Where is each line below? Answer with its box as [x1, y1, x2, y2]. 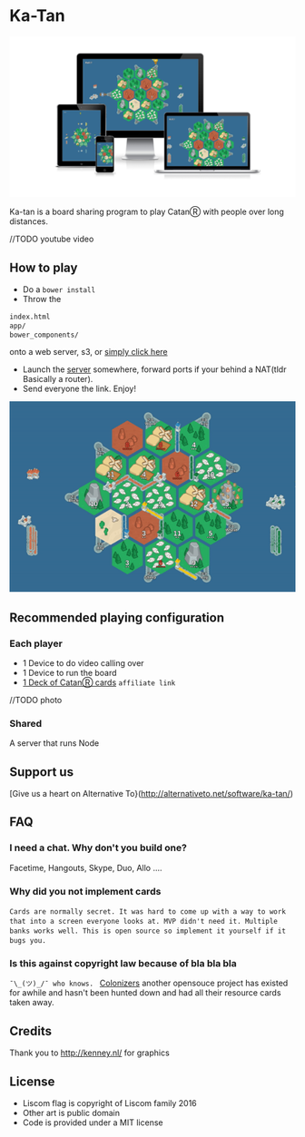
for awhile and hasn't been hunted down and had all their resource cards [9, 987, 281, 998]
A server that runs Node [9, 738, 100, 749]
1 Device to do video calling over [22, 657, 144, 668]
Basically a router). [22, 374, 93, 385]
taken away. [9, 997, 54, 1008]
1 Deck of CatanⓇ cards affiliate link [22, 677, 176, 688]
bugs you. [9, 936, 47, 946]
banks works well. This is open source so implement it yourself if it [9, 926, 286, 936]
